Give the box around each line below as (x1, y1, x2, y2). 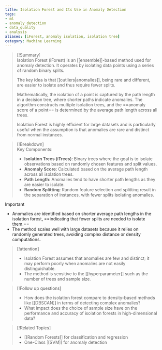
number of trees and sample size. (24, 276, 91, 282)
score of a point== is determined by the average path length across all (16, 107, 158, 113)
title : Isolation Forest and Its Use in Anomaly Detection (5, 7, 127, 12)
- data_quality (5, 25, 36, 30)
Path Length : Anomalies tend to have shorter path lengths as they (24, 176, 156, 182)
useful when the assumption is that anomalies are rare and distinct (16, 127, 149, 133)
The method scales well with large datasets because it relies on (12, 226, 139, 232)
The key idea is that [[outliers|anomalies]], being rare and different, (16, 77, 151, 83)
